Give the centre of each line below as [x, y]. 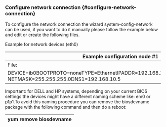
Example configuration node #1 [121, 57]
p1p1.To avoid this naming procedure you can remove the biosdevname [77, 102]
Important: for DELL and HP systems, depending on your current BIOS [76, 91]
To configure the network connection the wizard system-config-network [79, 24]
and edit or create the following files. [42, 35]
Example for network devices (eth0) [41, 44]
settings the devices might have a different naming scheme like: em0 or [78, 97]
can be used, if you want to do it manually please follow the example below [82, 30]
